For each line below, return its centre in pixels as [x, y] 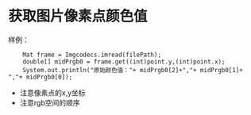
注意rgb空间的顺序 [50, 102]
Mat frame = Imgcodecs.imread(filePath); [92, 55]
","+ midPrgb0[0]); [41, 77]
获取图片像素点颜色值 [78, 16]
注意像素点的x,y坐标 [52, 93]
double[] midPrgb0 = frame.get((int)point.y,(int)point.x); [124, 61]
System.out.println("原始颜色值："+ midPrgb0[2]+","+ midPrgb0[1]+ [133, 70]
